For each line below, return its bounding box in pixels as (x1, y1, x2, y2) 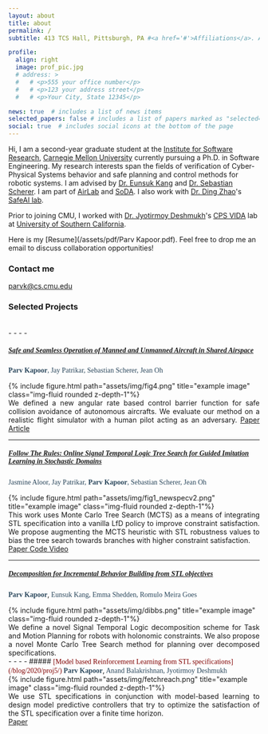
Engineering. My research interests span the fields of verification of (8, 162, 230, 170)
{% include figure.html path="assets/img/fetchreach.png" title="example (8, 674, 248, 684)
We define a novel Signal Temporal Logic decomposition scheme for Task (8, 622, 260, 632)
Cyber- (231, 162, 255, 170)
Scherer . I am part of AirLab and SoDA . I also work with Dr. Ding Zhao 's (8, 187, 242, 196)
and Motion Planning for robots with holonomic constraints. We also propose (8, 631, 260, 640)
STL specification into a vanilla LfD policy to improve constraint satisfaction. (8, 518, 260, 528)
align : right (15, 56, 59, 64)
